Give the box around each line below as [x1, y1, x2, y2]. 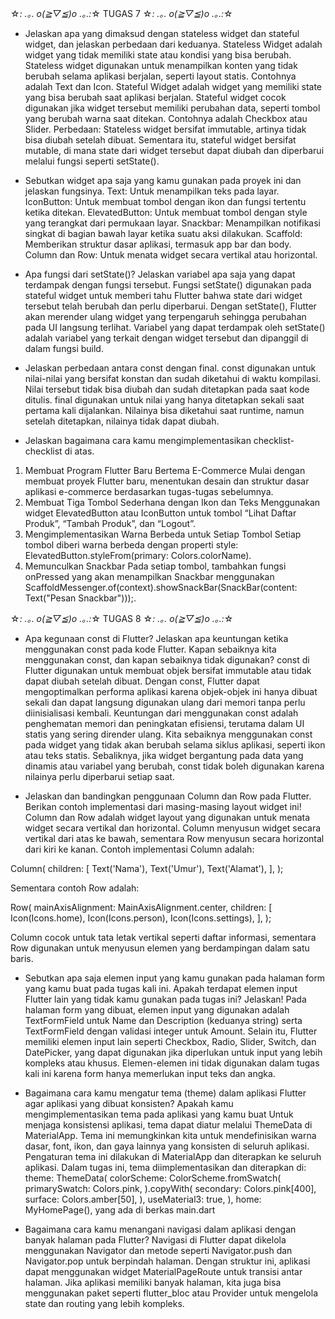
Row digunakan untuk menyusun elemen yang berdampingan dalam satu [10, 942, 310, 954]
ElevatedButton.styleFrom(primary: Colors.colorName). [24, 550, 252, 561]
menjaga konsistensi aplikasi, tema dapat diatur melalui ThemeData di [24, 1119, 313, 1131]
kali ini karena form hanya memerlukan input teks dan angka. [24, 1068, 276, 1079]
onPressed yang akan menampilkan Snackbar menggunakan [24, 571, 275, 582]
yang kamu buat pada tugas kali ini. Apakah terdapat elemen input [24, 983, 298, 994]
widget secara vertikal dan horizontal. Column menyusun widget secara [24, 822, 322, 834]
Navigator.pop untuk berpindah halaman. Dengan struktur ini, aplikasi [24, 1255, 311, 1267]
